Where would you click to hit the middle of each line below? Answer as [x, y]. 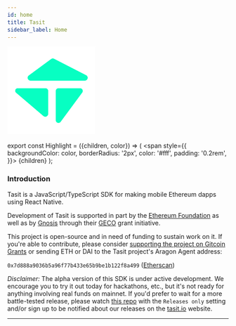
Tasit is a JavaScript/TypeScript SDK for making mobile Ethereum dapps [112, 194]
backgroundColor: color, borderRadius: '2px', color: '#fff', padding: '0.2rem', [117, 153]
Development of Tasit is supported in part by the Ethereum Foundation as [113, 215]
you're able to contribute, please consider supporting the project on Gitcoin [117, 244]
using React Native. [35, 202]
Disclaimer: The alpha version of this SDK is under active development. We [116, 278]
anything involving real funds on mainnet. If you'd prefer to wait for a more [115, 293]
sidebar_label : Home [38, 30]
